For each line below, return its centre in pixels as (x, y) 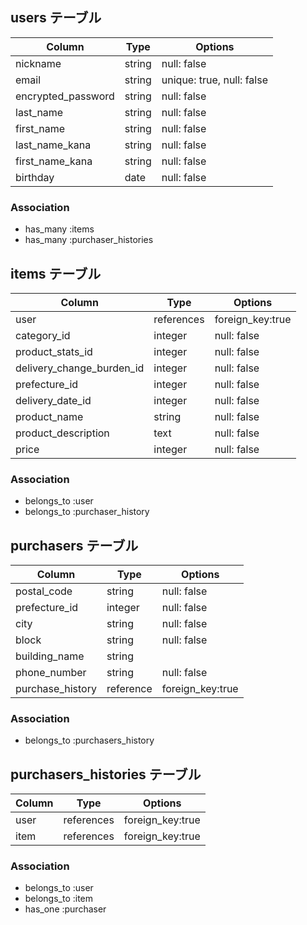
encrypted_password (65, 96)
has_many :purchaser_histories (89, 240)
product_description (62, 433)
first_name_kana (54, 161)
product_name (49, 416)
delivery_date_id (53, 400)
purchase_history (56, 689)
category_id (43, 335)
